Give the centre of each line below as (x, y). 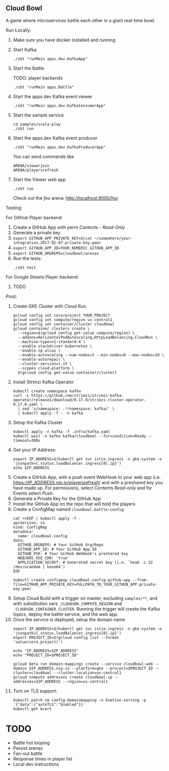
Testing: (14, 208)
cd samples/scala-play (37, 124)
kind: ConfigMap (30, 527)
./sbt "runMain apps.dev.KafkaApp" (50, 59)
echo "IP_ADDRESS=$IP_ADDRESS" (46, 651)
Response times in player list (43, 758)
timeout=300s (27, 440)
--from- (141, 580)
